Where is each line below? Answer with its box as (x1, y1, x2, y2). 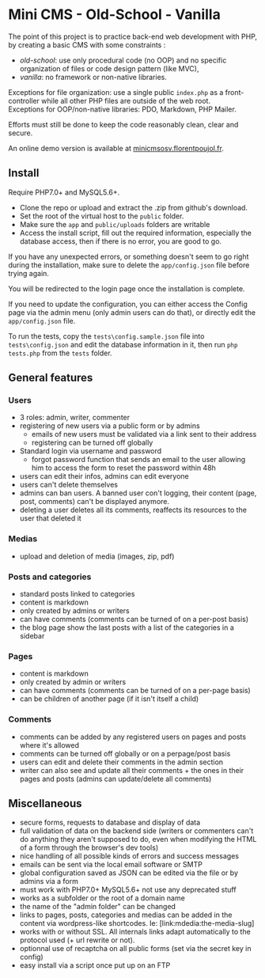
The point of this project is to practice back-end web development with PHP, (8, 32, 258, 41)
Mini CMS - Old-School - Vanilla (8, 6, 221, 24)
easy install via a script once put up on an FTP (19, 961, 171, 970)
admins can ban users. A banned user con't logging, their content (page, (19, 488, 257, 498)
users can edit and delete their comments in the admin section (19, 757, 224, 767)
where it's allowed (19, 740, 80, 749)
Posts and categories (8, 571, 92, 582)
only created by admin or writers (19, 677, 127, 687)
